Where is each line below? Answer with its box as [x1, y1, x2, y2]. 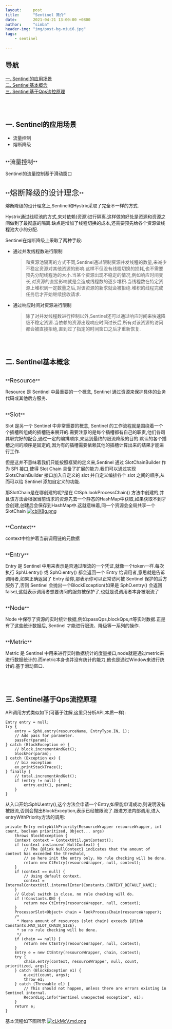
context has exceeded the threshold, [5, 851, 86, 857]
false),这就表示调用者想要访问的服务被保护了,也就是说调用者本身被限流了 [5, 589, 159, 595]
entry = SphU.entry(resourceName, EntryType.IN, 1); [14, 729, 130, 734]
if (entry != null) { [14, 778, 61, 783]
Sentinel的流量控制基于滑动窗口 [5, 170, 72, 177]
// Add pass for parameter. [14, 733, 74, 739]
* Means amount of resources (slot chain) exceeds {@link [16, 919, 144, 924]
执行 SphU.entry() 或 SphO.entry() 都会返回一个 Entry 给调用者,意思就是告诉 [5, 569, 165, 575]
